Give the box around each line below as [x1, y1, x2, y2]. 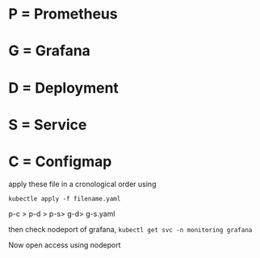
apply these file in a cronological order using [8, 179, 157, 189]
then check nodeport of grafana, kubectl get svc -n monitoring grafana [8, 224, 253, 234]
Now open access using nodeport [8, 239, 121, 250]
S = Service [8, 115, 87, 134]
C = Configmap [8, 152, 112, 170]
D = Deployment [8, 78, 120, 97]
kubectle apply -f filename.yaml [8, 194, 121, 202]
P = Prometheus [8, 5, 119, 23]
